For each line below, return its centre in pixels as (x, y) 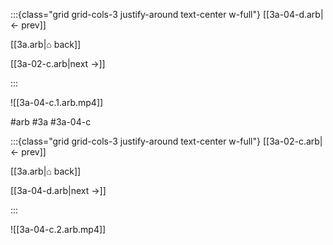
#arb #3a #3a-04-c (51, 122)
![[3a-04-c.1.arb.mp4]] (57, 102)
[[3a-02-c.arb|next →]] (58, 63)
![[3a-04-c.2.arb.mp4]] (58, 229)
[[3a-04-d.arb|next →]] (58, 190)
